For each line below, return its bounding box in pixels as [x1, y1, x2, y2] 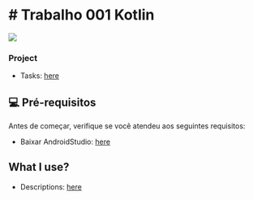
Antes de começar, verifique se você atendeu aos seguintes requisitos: [8, 121, 246, 131]
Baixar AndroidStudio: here [19, 137, 111, 147]
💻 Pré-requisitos [8, 95, 96, 109]
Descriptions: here [19, 181, 83, 192]
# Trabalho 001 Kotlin [8, 6, 155, 24]
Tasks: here [19, 71, 59, 80]
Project [8, 52, 38, 63]
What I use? [8, 160, 70, 174]
